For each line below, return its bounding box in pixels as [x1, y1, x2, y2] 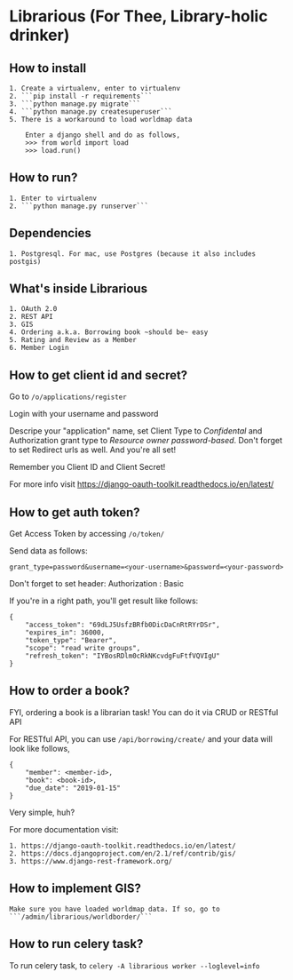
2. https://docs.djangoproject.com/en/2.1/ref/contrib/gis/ [9, 849, 237, 858]
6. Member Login [9, 344, 69, 353]
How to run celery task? [9, 936, 144, 952]
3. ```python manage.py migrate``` [9, 100, 141, 108]
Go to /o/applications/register [9, 391, 127, 402]
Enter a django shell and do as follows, [25, 131, 180, 139]
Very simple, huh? [9, 807, 75, 817]
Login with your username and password [9, 409, 159, 419]
